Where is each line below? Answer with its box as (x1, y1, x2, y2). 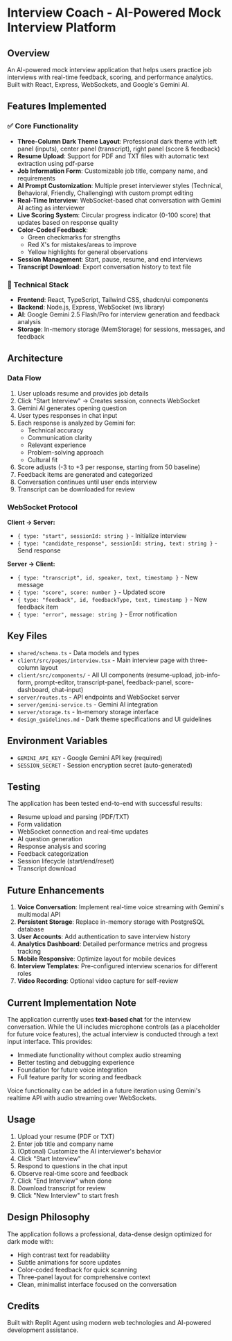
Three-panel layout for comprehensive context (17, 1272, 151, 1281)
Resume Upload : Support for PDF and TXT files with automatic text (17, 151, 209, 160)
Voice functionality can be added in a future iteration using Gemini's (7, 1086, 201, 1095)
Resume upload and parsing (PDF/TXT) (17, 813, 130, 821)
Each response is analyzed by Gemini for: (17, 419, 136, 427)
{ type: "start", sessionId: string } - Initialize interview (17, 531, 187, 539)
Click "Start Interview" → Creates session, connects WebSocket (17, 396, 200, 405)
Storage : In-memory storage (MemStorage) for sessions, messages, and (17, 325, 226, 333)
